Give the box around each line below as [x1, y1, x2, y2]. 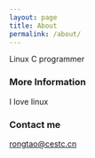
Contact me [9, 118, 61, 130]
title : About [9, 21, 58, 30]
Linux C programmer [9, 54, 85, 65]
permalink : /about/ [9, 29, 82, 38]
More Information [9, 76, 86, 89]
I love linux [9, 96, 49, 107]
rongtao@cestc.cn [9, 138, 77, 149]
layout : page [9, 12, 58, 22]
